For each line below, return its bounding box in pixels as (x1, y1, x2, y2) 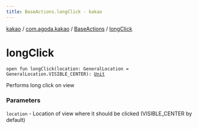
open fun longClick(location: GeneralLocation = (6, 66, 129, 72)
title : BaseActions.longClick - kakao (6, 8, 102, 15)
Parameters (6, 96, 40, 105)
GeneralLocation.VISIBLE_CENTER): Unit (6, 71, 105, 77)
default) (6, 116, 26, 123)
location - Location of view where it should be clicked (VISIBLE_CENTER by (6, 110, 192, 117)
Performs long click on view (6, 81, 74, 88)
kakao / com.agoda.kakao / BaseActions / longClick (6, 25, 133, 32)
